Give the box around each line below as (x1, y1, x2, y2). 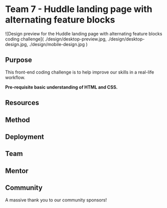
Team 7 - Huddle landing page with (5, 3, 153, 15)
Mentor (5, 166, 29, 175)
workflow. (5, 74, 25, 80)
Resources (5, 98, 39, 107)
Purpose (5, 56, 32, 64)
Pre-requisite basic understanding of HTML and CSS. (5, 84, 118, 90)
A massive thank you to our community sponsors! (5, 196, 107, 203)
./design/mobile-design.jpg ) (29, 41, 88, 47)
